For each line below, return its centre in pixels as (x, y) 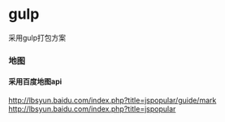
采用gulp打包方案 (37, 37)
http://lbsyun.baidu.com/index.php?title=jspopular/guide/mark (112, 100)
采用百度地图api (35, 81)
